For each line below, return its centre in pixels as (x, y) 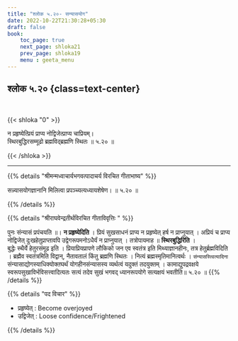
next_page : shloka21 (50, 47)
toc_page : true (42, 40)
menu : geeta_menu (47, 60)
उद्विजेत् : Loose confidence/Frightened (72, 315)
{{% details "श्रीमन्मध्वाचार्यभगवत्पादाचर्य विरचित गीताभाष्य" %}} (82, 176)
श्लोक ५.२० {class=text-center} (74, 89)
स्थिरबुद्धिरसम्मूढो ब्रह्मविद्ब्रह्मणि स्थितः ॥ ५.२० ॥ (61, 141)
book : (15, 34)
